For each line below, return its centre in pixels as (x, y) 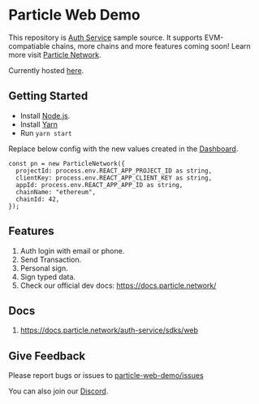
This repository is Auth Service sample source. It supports (106, 37)
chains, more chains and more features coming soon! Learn (151, 46)
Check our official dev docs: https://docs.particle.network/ (118, 285)
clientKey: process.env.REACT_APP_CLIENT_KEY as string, (114, 178)
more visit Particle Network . (55, 54)
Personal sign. (44, 268)
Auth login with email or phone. (72, 250)
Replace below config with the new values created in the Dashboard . (123, 149)
